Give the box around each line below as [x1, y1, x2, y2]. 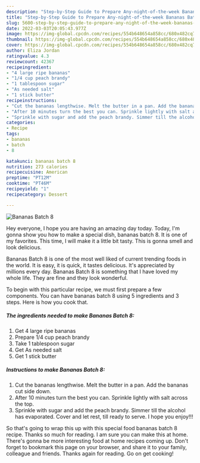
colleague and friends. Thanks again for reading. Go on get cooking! [6, 450, 174, 457]
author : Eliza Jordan [6, 48, 60, 54]
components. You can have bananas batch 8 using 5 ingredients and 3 [6, 292, 179, 299]
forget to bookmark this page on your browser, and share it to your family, [6, 443, 187, 450]
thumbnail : [6, 36, 33, 42]
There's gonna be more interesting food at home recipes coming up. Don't [6, 437, 189, 445]
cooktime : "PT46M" [6, 180, 52, 187]
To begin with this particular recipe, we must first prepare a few [6, 286, 162, 293]
